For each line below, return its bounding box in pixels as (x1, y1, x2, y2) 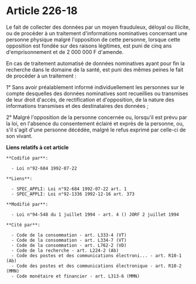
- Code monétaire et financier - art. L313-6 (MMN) (11, 273, 140, 279)
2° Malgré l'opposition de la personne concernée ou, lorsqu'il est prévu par (6, 113, 187, 121)
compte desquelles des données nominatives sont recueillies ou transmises (6, 90, 188, 97)
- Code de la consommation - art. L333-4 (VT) (11, 232, 127, 238)
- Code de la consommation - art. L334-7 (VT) (11, 237, 127, 243)
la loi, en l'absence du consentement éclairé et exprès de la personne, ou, (6, 120, 184, 127)
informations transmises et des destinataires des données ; (6, 102, 149, 109)
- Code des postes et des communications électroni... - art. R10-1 (11, 252, 182, 259)
